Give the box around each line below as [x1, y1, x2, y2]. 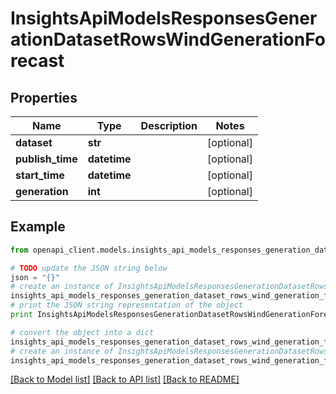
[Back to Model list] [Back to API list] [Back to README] [10, 373, 240, 386]
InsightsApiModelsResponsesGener [10, 7, 318, 30]
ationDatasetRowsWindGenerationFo [10, 28, 326, 51]
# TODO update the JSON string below [10, 263, 168, 273]
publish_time [15, 152, 78, 166]
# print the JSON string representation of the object [10, 300, 244, 311]
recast [10, 50, 65, 72]
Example [10, 218, 66, 236]
